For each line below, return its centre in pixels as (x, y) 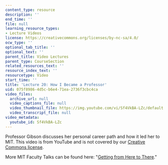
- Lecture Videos (23, 33)
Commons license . (24, 147)
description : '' (22, 15)
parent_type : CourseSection (35, 61)
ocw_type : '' (19, 43)
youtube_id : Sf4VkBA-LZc (36, 122)
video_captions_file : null (38, 104)
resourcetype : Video (27, 75)
